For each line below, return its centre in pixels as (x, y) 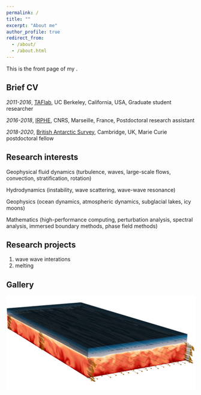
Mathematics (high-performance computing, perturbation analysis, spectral (100, 219)
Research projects (41, 245)
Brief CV (22, 88)
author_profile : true (33, 32)
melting (24, 266)
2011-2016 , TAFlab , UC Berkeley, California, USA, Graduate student (89, 102)
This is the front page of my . (42, 69)
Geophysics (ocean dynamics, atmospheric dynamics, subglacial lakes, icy (99, 201)
